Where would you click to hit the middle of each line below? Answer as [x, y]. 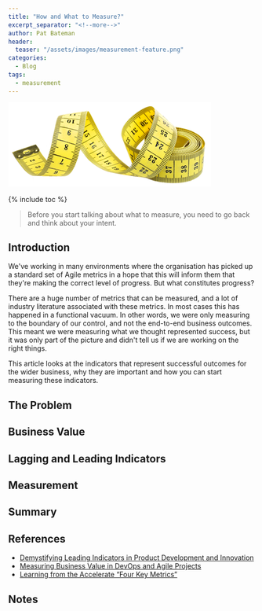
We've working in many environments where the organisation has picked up [131, 267]
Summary [33, 512]
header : [21, 42]
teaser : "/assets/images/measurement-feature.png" [100, 50]
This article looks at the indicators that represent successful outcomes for [127, 364]
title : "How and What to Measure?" [66, 17]
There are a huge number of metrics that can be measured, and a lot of [123, 298]
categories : [27, 58]
